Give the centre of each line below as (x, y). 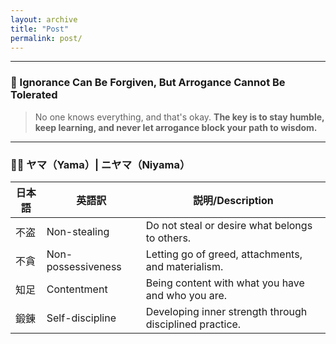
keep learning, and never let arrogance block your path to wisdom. (176, 127)
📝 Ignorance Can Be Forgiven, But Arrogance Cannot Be (148, 83)
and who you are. (186, 295)
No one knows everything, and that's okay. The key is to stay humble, (179, 117)
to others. (168, 238)
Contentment (77, 289)
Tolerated (34, 95)
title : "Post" (40, 29)
